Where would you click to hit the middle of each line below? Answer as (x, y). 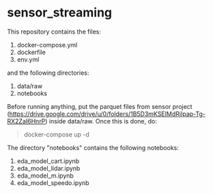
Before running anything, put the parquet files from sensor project (100, 106)
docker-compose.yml (47, 45)
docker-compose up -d (57, 134)
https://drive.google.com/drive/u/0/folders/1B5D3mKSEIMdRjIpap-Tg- (108, 114)
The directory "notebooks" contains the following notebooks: (93, 147)
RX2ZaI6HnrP (26, 121)
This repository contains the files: (54, 32)
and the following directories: (48, 73)
